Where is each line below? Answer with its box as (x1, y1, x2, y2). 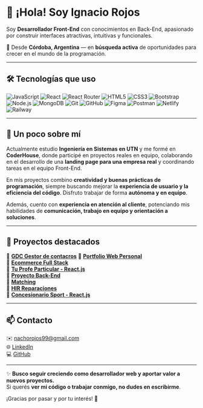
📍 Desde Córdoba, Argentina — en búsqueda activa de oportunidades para (6, 44, 196, 51)
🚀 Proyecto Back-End (6, 272, 61, 279)
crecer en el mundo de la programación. (6, 50, 106, 57)
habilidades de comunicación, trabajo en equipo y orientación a (6, 207, 168, 214)
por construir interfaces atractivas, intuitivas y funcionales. (6, 31, 153, 39)
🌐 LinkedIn (6, 343, 33, 351)
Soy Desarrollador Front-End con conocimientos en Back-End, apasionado (6, 25, 194, 33)
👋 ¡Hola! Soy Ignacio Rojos (6, 5, 140, 19)
